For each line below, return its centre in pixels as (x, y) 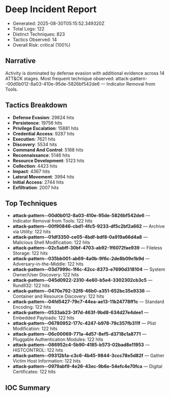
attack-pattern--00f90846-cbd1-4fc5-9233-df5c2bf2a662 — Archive (89, 226)
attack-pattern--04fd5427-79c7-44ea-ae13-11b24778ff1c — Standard (88, 302)
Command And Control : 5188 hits (48, 150)
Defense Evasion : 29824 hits (43, 117)
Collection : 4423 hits (35, 166)
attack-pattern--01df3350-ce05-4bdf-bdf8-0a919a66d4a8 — (80, 237)
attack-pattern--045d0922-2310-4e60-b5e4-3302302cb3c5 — (82, 280)
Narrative (21, 61)
